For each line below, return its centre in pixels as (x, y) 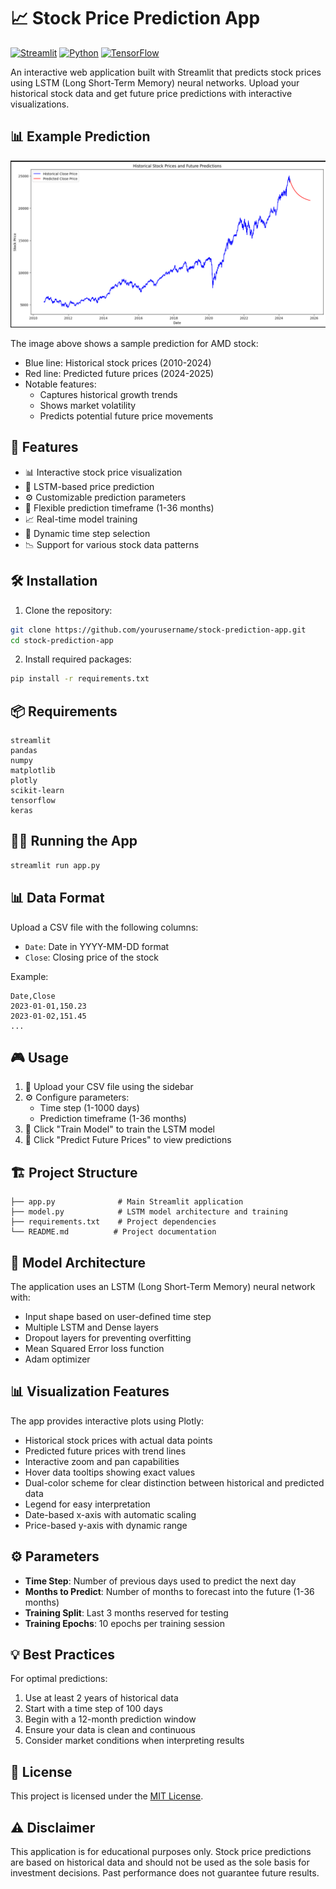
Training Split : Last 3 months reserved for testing (126, 1612)
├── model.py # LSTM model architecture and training (149, 1212)
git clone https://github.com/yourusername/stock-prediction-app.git (158, 630)
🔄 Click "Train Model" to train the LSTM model (119, 1129)
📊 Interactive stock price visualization (103, 472)
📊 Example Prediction (80, 136)
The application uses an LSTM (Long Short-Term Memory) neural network (163, 1286)
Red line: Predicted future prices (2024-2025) (119, 373)
